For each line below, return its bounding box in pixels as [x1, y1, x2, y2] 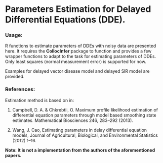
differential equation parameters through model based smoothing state [12, 112, 157, 118]
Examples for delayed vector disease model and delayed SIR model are [5, 68, 150, 74]
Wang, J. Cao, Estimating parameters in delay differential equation [12, 127, 147, 133]
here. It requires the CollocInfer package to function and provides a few [5, 48, 152, 54]
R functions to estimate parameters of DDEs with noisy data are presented [5, 43, 156, 49]
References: [5, 86, 36, 93]
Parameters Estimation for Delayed [5, 3, 152, 15]
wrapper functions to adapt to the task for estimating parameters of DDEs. [5, 54, 156, 59]
